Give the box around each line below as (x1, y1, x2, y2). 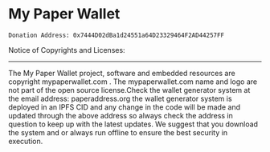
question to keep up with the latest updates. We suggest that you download (8, 119, 259, 129)
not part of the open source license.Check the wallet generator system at (8, 85, 251, 94)
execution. (8, 136, 43, 146)
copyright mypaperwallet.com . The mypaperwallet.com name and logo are (8, 77, 258, 86)
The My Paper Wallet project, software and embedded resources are (8, 68, 235, 78)
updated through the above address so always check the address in (8, 110, 233, 120)
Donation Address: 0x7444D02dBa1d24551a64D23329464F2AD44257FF (8, 31, 225, 39)
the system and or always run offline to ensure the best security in (8, 127, 227, 137)
